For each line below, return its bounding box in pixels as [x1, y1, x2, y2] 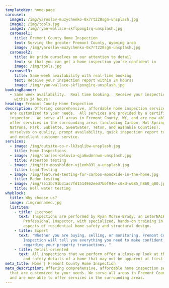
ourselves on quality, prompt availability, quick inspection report [10, 129, 158, 134]
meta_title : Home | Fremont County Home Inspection [5, 261, 116, 266]
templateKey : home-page [5, 7, 55, 13]
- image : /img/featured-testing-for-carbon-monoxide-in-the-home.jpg [10, 172, 158, 177]
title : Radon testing [14, 176, 59, 182]
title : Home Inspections [14, 149, 66, 154]
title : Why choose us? [10, 195, 57, 200]
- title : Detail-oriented [14, 247, 69, 252]
